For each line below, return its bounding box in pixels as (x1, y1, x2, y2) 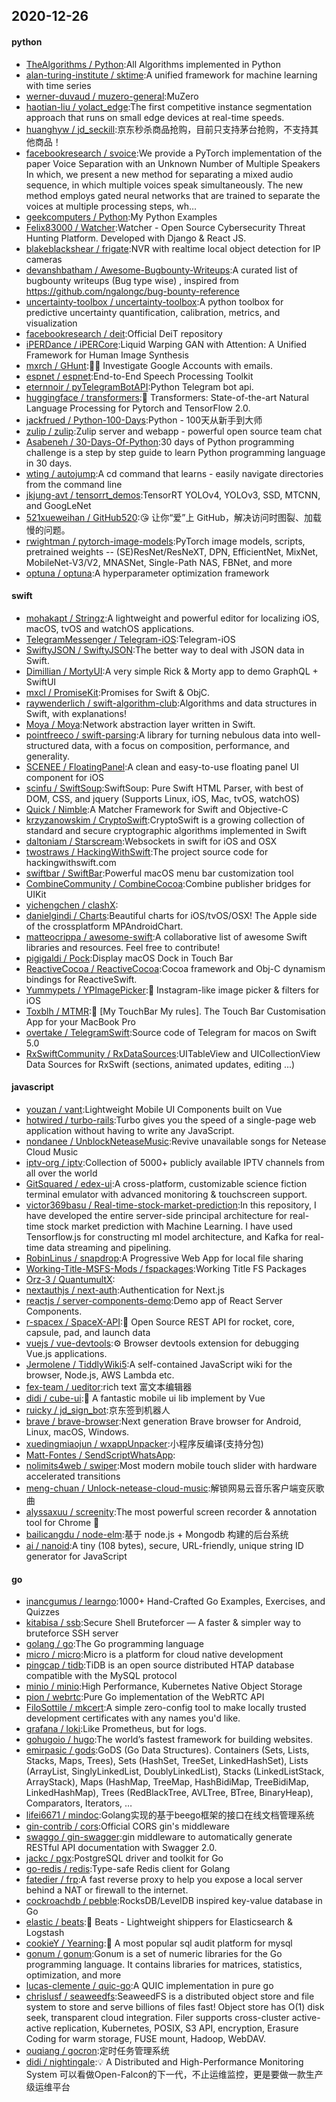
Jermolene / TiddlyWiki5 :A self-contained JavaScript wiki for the (25, 1359, 293, 1370)
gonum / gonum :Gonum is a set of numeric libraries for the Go (25, 1948, 283, 1960)
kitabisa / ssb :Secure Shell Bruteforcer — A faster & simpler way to (25, 1617, 302, 1629)
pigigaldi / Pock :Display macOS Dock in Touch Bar (25, 952, 234, 964)
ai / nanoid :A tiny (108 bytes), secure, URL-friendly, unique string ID (25, 1540, 304, 1551)
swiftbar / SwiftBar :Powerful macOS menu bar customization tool (25, 867, 294, 879)
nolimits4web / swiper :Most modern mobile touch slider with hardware (25, 1460, 318, 1471)
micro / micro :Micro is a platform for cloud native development (25, 1649, 284, 1661)
